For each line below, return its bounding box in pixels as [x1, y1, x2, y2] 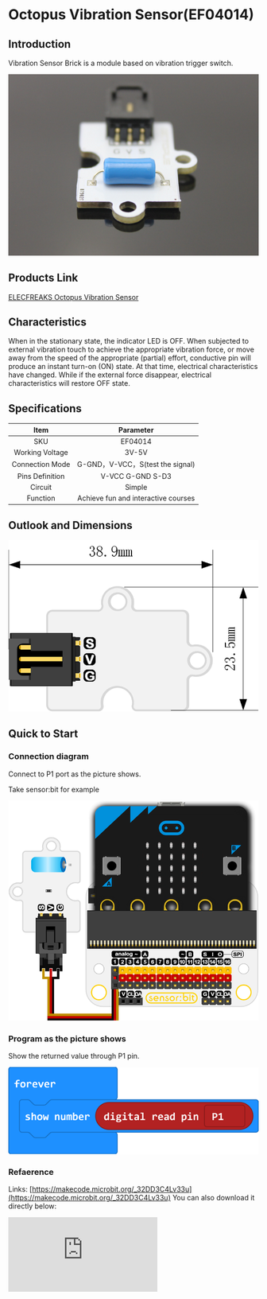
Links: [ [8, 1184, 33, 1194]
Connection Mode [11, 459, 71, 469]
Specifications [8, 402, 82, 415]
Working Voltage [14, 448, 69, 457]
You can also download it [172, 1192, 255, 1202]
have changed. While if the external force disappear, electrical [8, 370, 212, 379]
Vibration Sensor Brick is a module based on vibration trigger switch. [8, 58, 234, 68]
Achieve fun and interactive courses [77, 493, 195, 503]
